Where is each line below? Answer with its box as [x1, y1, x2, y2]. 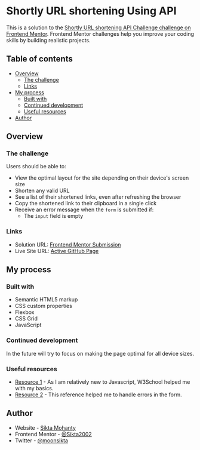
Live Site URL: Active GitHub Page [14, 247, 99, 254]
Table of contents [6, 54, 73, 64]
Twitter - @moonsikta [14, 437, 69, 444]
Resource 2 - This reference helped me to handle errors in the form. [14, 391, 182, 398]
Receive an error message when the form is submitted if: [14, 206, 154, 213]
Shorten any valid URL [14, 187, 70, 195]
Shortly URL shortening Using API [6, 4, 177, 18]
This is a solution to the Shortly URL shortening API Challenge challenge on [6, 24, 191, 31]
